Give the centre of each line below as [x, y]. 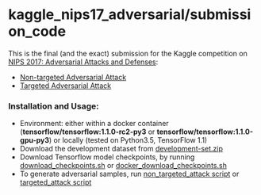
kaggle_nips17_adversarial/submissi [130, 15]
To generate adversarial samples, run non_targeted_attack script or [129, 174]
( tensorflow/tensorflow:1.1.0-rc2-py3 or [87, 132]
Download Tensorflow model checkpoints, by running [107, 157]
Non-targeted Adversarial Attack [73, 77]
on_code [37, 31]
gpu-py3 [35, 140]
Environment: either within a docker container [94, 124]
